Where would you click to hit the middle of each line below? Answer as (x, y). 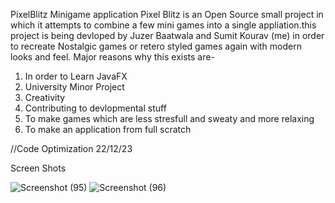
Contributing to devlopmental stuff (95, 108)
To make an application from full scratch (108, 129)
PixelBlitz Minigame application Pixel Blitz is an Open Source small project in (167, 14)
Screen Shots (38, 168)
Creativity (45, 97)
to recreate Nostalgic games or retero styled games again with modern (156, 46)
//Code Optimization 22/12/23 (71, 148)
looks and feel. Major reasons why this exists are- (112, 57)
